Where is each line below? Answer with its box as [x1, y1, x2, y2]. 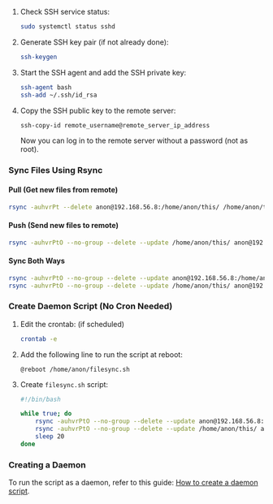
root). [19, 144, 39, 154]
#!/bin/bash [19, 395, 61, 403]
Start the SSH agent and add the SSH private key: [19, 67, 187, 77]
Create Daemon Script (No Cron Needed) [8, 300, 173, 312]
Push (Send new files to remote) [8, 220, 119, 230]
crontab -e [19, 334, 58, 343]
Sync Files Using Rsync [8, 165, 103, 176]
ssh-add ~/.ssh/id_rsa [19, 91, 97, 99]
